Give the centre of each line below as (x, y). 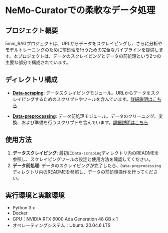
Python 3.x (24, 208)
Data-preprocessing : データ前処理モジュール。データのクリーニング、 (86, 116)
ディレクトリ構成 (31, 80)
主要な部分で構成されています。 (38, 62)
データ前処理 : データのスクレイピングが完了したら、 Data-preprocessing (87, 165)
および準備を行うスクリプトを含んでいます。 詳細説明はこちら (85, 122)
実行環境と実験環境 (35, 196)
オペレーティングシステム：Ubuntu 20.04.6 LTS (61, 225)
